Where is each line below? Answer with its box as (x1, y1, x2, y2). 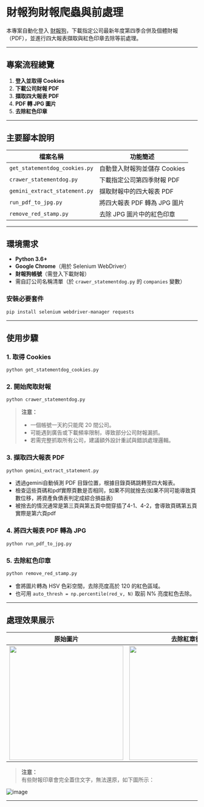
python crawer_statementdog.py (6, 396, 86, 403)
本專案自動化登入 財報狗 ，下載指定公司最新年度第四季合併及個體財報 (6, 27, 178, 34)
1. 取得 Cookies (6, 353, 52, 361)
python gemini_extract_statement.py (6, 467, 99, 474)
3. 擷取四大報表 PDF (6, 453, 65, 462)
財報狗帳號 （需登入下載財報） (15, 270, 90, 278)
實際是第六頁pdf (15, 510, 56, 517)
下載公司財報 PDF (15, 85, 59, 92)
